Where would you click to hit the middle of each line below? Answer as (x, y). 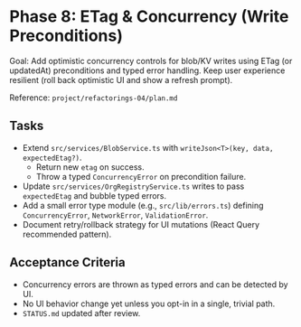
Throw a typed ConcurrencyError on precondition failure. (141, 176)
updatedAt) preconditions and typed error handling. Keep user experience (147, 70)
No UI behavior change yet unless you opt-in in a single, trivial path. (149, 304)
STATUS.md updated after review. (81, 313)
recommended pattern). (67, 234)
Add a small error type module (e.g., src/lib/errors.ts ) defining (143, 205)
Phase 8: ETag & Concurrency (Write (149, 17)
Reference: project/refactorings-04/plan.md (94, 98)
